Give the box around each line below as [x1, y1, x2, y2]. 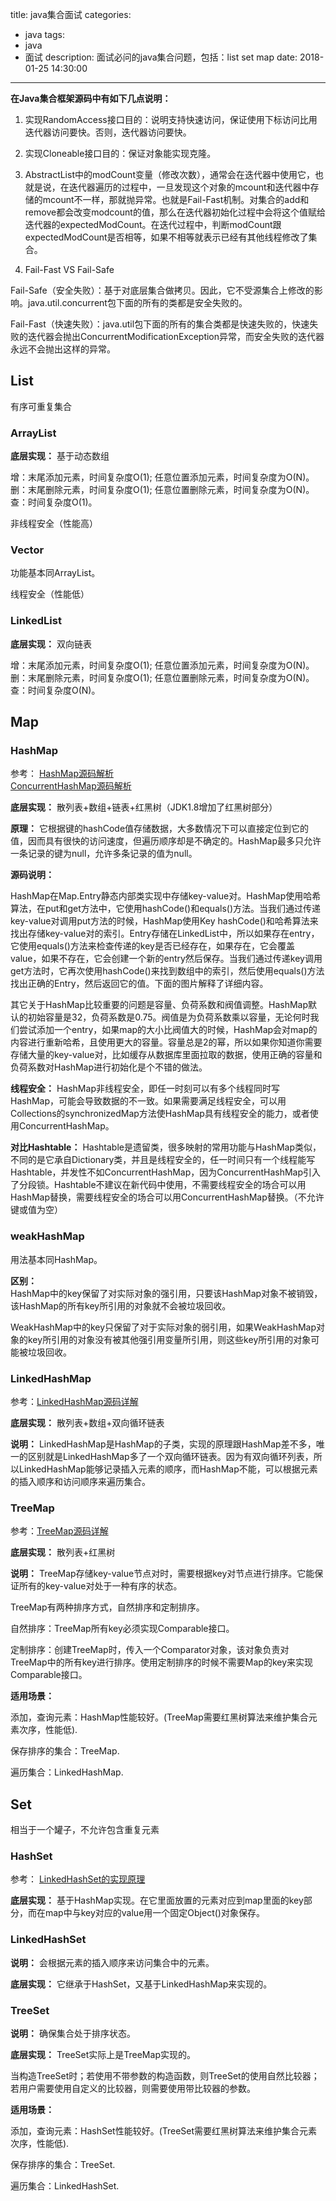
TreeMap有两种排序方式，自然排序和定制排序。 [10, 1601, 205, 1613]
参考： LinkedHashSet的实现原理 [10, 1873, 146, 1885]
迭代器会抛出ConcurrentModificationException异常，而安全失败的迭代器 [27, 331, 325, 342]
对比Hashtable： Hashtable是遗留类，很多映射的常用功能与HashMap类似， [10, 1141, 322, 1153]
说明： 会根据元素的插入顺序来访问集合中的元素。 [10, 1956, 215, 1968]
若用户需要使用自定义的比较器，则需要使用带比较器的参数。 [10, 2082, 256, 2094]
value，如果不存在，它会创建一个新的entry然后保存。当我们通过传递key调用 [10, 953, 323, 965]
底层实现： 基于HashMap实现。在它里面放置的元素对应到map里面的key [10, 1894, 304, 1907]
